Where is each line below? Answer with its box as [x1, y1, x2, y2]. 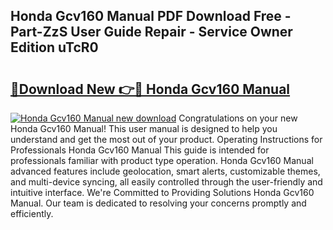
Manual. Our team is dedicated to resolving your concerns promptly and [10, 197, 307, 209]
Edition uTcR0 [10, 39, 99, 56]
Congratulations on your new [178, 112, 298, 124]
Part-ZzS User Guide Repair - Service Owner [10, 24, 293, 41]
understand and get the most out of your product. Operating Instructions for [10, 134, 323, 145]
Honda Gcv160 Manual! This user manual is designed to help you [10, 123, 278, 134]
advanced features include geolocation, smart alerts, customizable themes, [10, 165, 321, 177]
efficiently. [10, 208, 54, 219]
